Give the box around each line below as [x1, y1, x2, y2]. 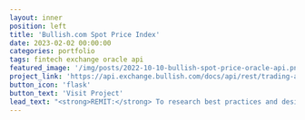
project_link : [9, 72, 64, 81]
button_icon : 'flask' [9, 80, 92, 89]
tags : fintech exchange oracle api [9, 55, 144, 64]
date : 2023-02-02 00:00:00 [9, 38, 112, 48]
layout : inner [9, 13, 64, 23]
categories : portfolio [9, 47, 95, 56]
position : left [9, 22, 67, 31]
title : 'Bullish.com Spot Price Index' [9, 30, 161, 39]
